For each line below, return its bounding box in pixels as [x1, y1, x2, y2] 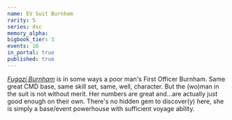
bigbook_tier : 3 [7, 36, 55, 43]
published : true [7, 56, 55, 63]
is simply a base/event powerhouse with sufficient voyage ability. [7, 104, 195, 112]
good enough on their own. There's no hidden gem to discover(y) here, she [7, 97, 224, 105]
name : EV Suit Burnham [7, 10, 73, 17]
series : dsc [7, 23, 42, 30]
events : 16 [7, 43, 39, 50]
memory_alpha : [7, 29, 49, 37]
